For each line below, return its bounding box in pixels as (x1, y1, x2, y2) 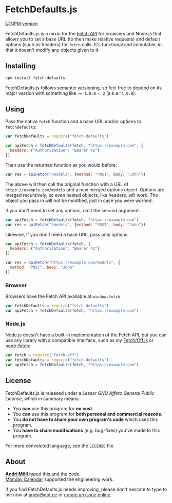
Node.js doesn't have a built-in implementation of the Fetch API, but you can (5, 332, 167, 338)
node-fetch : (5, 343, 31, 349)
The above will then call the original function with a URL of (5, 181, 129, 187)
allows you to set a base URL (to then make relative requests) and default (5, 36, 160, 42)
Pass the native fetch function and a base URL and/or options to (5, 118, 142, 125)
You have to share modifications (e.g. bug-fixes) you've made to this (12, 427, 160, 433)
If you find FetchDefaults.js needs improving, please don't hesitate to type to (5, 486, 167, 493)
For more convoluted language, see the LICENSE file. (5, 442, 115, 449)
